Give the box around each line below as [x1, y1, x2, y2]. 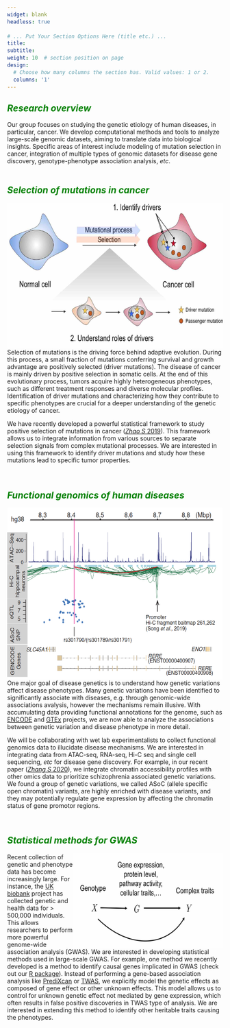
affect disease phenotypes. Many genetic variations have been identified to [7, 686, 220, 694]
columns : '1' [13, 76, 51, 83]
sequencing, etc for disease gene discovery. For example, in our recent [7, 758, 208, 766]
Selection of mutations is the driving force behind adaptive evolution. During [7, 348, 222, 357]
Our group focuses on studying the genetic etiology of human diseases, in [7, 121, 217, 129]
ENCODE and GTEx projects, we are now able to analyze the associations [7, 715, 214, 724]
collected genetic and [7, 896, 68, 905]
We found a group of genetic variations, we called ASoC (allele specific [7, 779, 208, 788]
